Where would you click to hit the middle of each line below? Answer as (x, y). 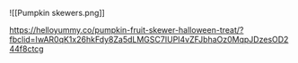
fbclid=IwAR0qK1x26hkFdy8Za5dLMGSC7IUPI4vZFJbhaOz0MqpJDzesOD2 (149, 39)
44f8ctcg (26, 49)
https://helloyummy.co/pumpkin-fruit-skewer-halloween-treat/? (127, 30)
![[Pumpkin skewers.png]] (57, 13)
